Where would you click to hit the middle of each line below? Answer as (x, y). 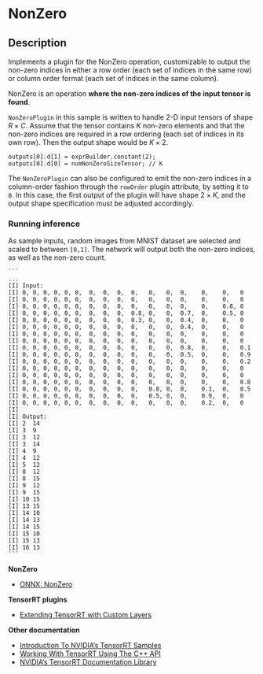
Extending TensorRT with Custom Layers (85, 615)
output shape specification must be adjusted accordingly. (101, 203)
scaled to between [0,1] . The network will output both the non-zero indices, (132, 250)
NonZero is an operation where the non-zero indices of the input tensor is (130, 94)
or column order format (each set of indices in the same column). (113, 78)
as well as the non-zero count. (57, 257)
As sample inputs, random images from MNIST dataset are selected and (124, 241)
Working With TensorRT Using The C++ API (90, 654)
